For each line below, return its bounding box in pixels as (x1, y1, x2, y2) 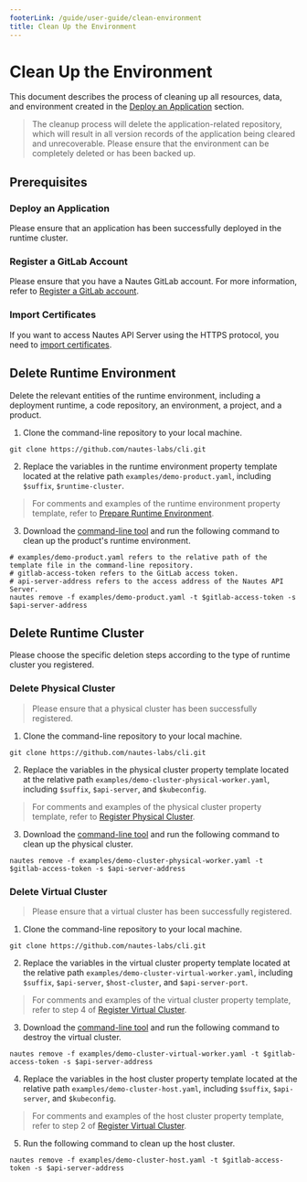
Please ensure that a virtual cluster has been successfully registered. (31, 906, 292, 917)
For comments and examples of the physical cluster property (31, 801, 262, 812)
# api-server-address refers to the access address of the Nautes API (9, 577, 284, 586)
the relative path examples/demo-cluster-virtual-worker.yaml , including (22, 966, 293, 978)
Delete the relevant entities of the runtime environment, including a (9, 389, 261, 400)
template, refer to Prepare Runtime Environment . (31, 507, 215, 518)
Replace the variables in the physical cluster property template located (22, 764, 290, 775)
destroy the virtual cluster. (22, 1031, 122, 1042)
